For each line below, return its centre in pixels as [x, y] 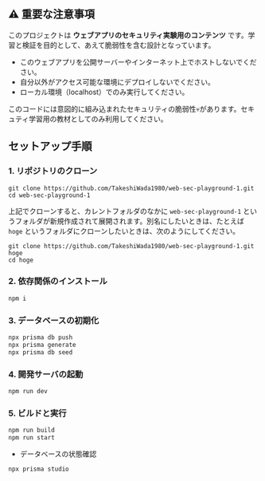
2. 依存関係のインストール [58, 282]
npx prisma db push [41, 337]
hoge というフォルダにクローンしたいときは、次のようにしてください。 [124, 231]
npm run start [32, 437]
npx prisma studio [39, 469]
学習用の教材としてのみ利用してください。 [98, 119]
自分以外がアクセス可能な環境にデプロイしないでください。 [117, 81]
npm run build [32, 430]
